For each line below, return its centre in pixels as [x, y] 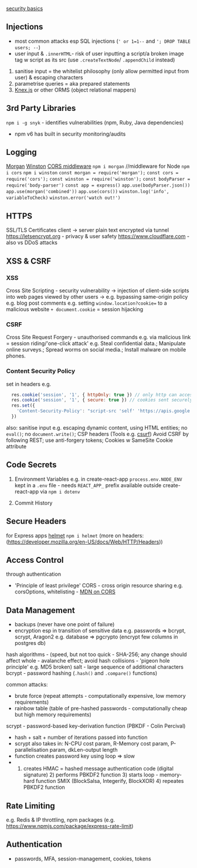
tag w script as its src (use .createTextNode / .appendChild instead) [95, 60]
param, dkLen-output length [84, 750]
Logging [21, 152]
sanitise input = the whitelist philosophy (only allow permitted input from [102, 71]
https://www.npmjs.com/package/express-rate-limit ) [70, 826]
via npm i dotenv [60, 491]
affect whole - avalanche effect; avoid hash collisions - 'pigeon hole [88, 661]
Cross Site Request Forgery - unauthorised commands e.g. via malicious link [98, 337]
